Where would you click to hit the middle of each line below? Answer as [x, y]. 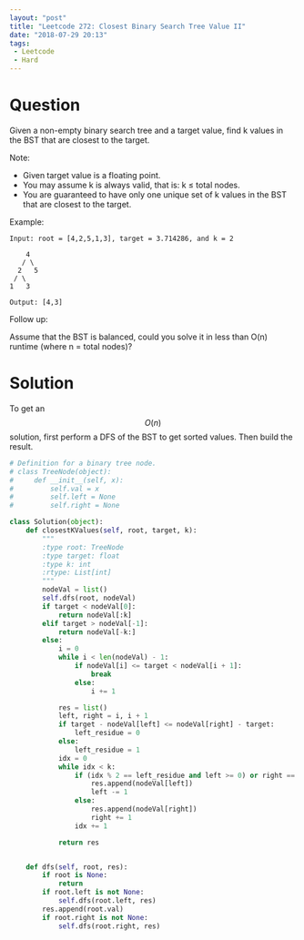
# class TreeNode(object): [61, 471]
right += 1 [111, 817]
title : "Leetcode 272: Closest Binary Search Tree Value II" [128, 26]
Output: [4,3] [36, 302]
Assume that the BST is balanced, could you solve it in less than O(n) [139, 337]
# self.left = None [63, 497]
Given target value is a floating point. [91, 175]
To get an [27, 408]
